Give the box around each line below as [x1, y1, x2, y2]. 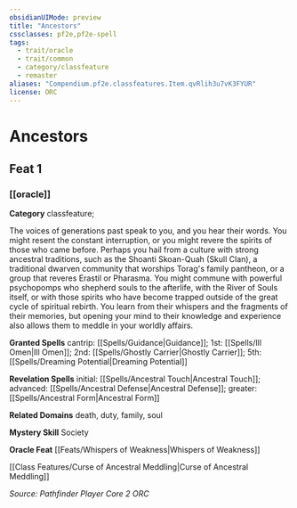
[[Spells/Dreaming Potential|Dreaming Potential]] [9, 356, 189, 367]
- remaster [17, 71, 58, 80]
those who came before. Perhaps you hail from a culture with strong [9, 244, 260, 255]
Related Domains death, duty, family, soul [9, 410, 163, 421]
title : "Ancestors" [9, 21, 82, 30]
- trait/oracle [17, 46, 74, 55]
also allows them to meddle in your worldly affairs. [9, 320, 194, 331]
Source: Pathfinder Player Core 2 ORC [9, 488, 149, 499]
